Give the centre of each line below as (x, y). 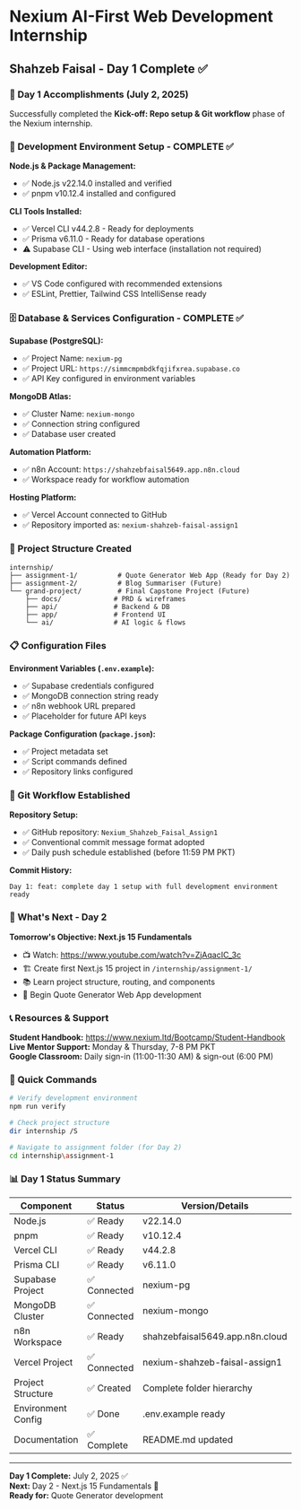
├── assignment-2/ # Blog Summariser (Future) (116, 583)
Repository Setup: (44, 815)
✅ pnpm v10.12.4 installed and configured (99, 194)
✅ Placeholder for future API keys (84, 716)
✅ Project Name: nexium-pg (72, 358)
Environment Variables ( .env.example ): (82, 668)
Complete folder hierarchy (198, 1388)
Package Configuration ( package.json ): (83, 734)
